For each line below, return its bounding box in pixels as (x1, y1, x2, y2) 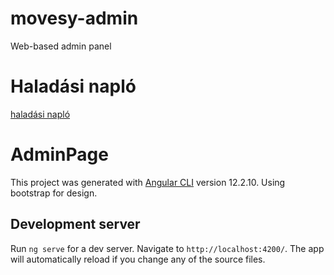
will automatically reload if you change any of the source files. (10, 253, 266, 265)
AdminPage (10, 143, 109, 166)
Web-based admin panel (10, 40, 112, 52)
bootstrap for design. (10, 187, 98, 199)
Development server (10, 216, 141, 233)
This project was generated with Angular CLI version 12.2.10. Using (10, 176, 286, 188)
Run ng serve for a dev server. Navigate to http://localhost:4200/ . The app (10, 242, 325, 254)
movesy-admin (10, 7, 139, 30)
